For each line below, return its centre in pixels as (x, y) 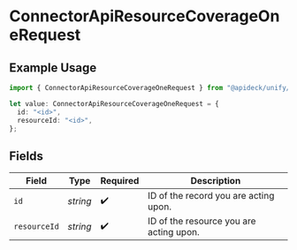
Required (120, 181)
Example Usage (53, 68)
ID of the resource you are (202, 221)
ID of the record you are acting (211, 196)
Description (216, 181)
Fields (27, 156)
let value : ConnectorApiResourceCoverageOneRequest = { (114, 103)
